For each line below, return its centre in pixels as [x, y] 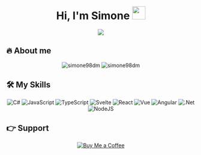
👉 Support [28, 128]
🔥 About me [29, 51]
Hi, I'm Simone [93, 16]
